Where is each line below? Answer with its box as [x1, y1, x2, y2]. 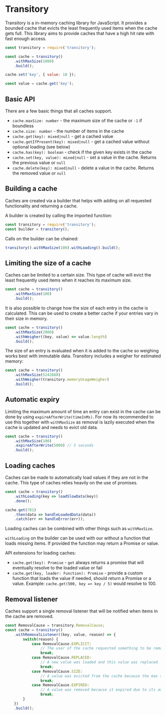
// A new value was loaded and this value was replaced [40, 660, 158, 665]
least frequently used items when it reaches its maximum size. [5, 277, 132, 283]
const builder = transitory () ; [5, 227, 70, 232]
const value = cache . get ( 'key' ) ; [5, 81, 74, 86]
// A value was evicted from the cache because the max [40, 673, 158, 678]
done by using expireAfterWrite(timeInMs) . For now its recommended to [5, 414, 154, 420]
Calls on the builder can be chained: [5, 236, 79, 241]
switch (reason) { [23, 637, 58, 642]
